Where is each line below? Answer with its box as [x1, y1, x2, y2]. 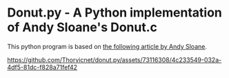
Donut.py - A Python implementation [7, 5, 223, 21]
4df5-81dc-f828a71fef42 [7, 63, 78, 71]
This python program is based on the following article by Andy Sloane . [7, 42, 207, 50]
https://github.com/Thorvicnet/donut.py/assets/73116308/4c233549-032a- [7, 55, 222, 64]
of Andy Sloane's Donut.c [7, 19, 157, 35]
